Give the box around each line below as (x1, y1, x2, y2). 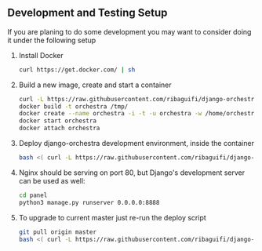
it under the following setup (7, 35, 96, 45)
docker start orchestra (18, 117, 97, 125)
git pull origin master (18, 227, 97, 236)
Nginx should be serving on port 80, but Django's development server (18, 168, 246, 177)
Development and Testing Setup (7, 6, 168, 20)
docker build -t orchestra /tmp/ (18, 102, 129, 111)
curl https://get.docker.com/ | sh (18, 66, 136, 74)
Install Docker (18, 50, 64, 60)
